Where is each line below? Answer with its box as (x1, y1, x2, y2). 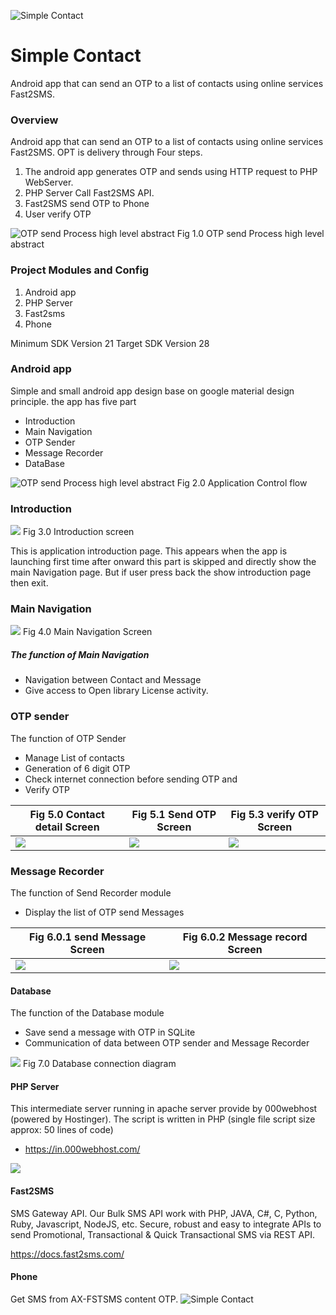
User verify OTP (24, 208, 92, 220)
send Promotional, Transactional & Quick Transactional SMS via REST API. (10, 1228, 315, 1240)
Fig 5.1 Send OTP (131, 807, 217, 821)
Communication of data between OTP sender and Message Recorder (24, 1037, 310, 1049)
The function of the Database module (10, 1007, 165, 1019)
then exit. (10, 577, 49, 589)
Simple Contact (10, 45, 142, 67)
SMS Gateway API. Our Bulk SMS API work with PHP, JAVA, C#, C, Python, (10, 1207, 318, 1219)
